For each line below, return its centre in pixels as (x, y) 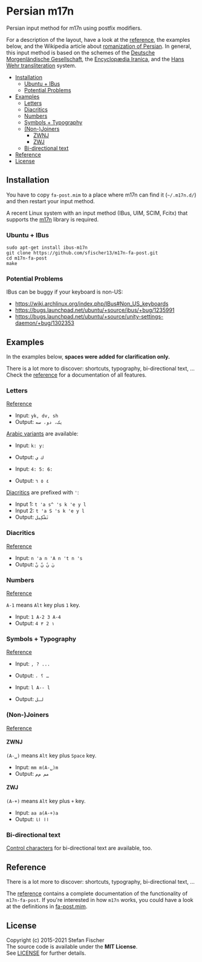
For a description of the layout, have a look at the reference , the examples (98, 39)
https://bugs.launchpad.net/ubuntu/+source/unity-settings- (89, 317)
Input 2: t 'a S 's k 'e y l (50, 511)
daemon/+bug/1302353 (44, 323)
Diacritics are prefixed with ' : (43, 493)
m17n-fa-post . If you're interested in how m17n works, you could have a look (100, 900)
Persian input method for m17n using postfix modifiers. (74, 28)
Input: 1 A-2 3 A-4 (38, 617)
